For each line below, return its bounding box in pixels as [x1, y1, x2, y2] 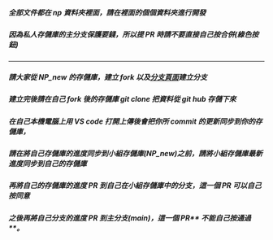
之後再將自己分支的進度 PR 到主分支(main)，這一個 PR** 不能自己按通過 [8, 212, 252, 223]
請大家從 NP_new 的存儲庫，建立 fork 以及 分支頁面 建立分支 [8, 72, 207, 81]
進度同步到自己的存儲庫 [8, 159, 87, 168]
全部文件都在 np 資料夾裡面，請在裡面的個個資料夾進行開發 [8, 7, 206, 17]
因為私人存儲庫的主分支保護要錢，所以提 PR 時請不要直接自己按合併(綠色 [8, 29, 252, 39]
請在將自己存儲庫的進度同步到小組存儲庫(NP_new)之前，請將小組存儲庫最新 [8, 149, 263, 159]
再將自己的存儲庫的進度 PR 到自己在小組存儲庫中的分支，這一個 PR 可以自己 [8, 181, 262, 190]
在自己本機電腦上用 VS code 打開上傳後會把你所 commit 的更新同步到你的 [8, 116, 256, 126]
